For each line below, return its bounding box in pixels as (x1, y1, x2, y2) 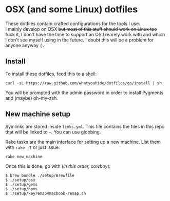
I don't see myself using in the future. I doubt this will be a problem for (5, 37, 154, 43)
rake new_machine (5, 154, 43, 159)
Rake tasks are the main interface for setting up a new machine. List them (5, 139, 161, 145)
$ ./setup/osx (5, 177, 36, 183)
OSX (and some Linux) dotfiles (5, 4, 138, 15)
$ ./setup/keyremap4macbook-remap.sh (5, 191, 86, 196)
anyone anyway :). (5, 42, 45, 48)
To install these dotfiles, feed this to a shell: (5, 71, 97, 77)
